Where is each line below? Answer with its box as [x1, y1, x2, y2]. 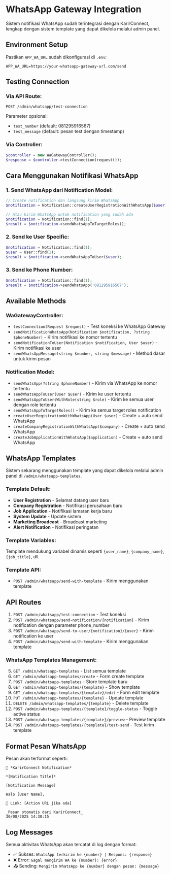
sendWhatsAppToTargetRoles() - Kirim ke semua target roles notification [13, 407, 161, 413]
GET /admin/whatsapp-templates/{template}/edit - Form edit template [13, 689, 160, 696]
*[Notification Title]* [6, 774, 56, 780]
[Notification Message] [6, 783, 56, 788]
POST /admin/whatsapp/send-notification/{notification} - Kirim [13, 617, 149, 623]
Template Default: [6, 486, 51, 493]
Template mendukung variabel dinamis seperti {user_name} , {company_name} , [6, 548, 164, 554]
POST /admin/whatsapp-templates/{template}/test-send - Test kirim [13, 722, 154, 728]
